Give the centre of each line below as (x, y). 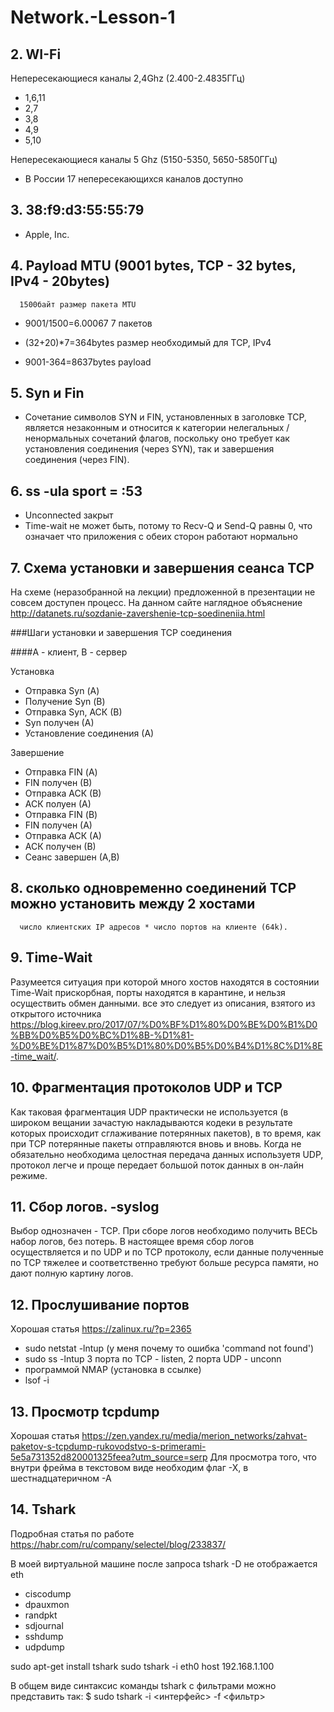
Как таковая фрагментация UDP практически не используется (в (149, 1112)
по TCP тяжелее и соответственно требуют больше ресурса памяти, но (164, 1263)
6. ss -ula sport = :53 (76, 491)
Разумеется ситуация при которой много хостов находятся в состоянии (165, 982)
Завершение (37, 753)
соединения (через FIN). (77, 460)
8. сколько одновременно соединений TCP (153, 888)
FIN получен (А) (58, 825)
